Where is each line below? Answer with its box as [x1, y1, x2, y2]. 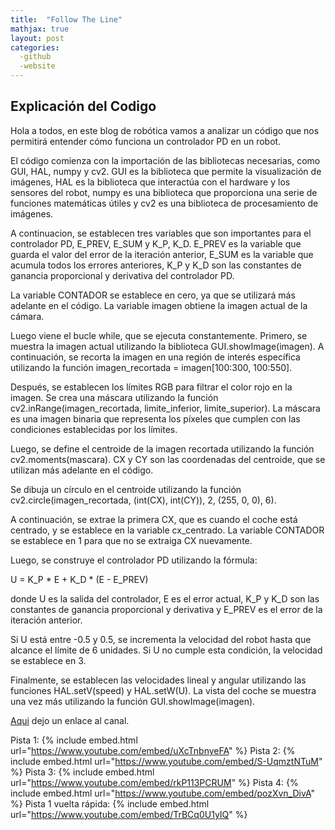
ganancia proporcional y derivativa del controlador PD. [10, 269, 235, 281]
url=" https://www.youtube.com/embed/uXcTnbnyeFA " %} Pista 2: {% [10, 744, 296, 756]
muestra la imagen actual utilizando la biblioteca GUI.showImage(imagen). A [10, 340, 325, 352]
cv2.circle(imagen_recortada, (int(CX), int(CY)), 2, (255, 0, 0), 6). [10, 494, 277, 506]
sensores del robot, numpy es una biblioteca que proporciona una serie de [10, 186, 318, 198]
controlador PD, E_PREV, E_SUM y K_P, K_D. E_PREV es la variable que [10, 237, 302, 250]
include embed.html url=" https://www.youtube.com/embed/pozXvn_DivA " [10, 787, 315, 799]
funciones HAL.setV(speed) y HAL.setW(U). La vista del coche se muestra [10, 684, 317, 696]
